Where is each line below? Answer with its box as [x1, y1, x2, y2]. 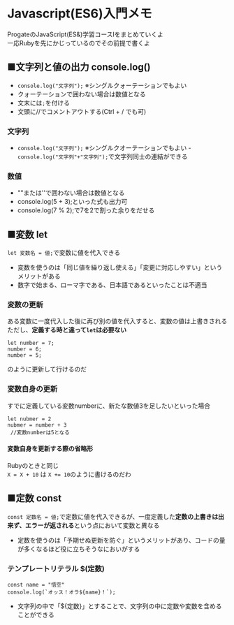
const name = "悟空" [7, 582, 65, 589]
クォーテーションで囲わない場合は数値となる [17, 89, 147, 98]
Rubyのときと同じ [7, 461, 59, 469]
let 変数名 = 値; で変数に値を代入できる [7, 249, 121, 257]
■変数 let [7, 228, 48, 240]
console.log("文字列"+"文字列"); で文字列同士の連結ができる [17, 152, 188, 161]
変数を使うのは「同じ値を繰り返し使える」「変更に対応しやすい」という [17, 263, 223, 272]
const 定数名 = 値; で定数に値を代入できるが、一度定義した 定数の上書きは [7, 512, 219, 520]
